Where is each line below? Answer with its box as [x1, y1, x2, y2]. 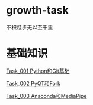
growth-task [6, 4, 69, 17]
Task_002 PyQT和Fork [6, 80, 61, 87]
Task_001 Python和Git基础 [6, 67, 70, 74]
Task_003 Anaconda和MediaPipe [6, 92, 87, 99]
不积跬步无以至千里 [6, 24, 53, 31]
